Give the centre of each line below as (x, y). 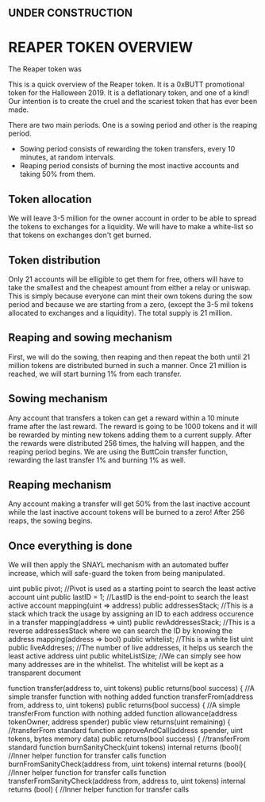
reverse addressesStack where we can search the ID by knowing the (121, 631)
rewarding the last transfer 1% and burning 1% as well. (97, 460)
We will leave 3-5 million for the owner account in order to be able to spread (132, 218)
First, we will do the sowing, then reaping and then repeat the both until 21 (129, 357)
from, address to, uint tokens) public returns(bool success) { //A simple (124, 705)
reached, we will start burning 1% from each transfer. (95, 374)
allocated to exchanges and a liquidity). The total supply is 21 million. (120, 313)
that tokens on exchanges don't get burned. (80, 235)
